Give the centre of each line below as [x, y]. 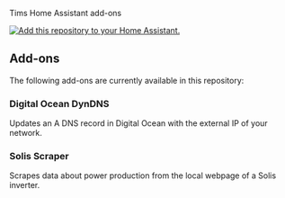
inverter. [25, 185]
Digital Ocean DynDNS [59, 103]
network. [26, 133]
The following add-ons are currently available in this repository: [127, 80]
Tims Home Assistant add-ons [66, 13]
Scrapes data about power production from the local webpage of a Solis [143, 175]
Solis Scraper [39, 157]
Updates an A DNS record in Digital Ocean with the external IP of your [138, 123]
